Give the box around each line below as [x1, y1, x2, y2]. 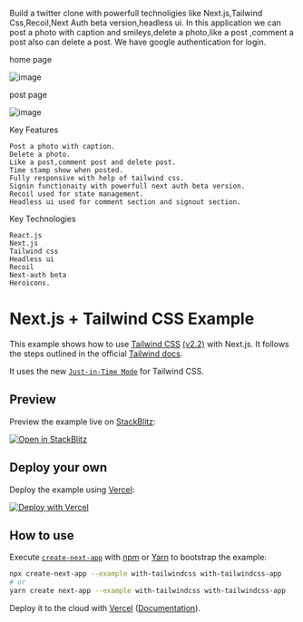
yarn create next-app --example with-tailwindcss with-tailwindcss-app [9, 587, 286, 596]
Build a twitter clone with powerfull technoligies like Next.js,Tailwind [9, 8, 263, 18]
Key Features [9, 124, 59, 135]
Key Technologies [9, 213, 76, 224]
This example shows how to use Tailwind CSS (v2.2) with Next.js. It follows [9, 338, 289, 349]
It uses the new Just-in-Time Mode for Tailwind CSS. [9, 365, 204, 376]
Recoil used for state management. [9, 190, 144, 199]
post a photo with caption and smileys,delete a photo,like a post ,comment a [9, 27, 295, 37]
